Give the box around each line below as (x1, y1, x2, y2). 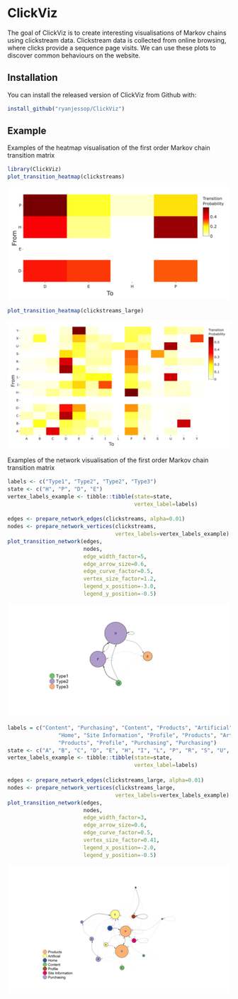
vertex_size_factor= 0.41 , (83, 836, 160, 844)
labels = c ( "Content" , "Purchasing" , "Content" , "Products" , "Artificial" (7, 724, 233, 731)
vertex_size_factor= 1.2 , (83, 575, 157, 583)
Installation (7, 72, 58, 84)
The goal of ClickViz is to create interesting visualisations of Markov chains (7, 28, 227, 37)
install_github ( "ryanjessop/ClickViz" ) (7, 105, 125, 112)
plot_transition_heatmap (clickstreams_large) (7, 307, 144, 314)
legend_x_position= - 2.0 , (83, 844, 157, 851)
